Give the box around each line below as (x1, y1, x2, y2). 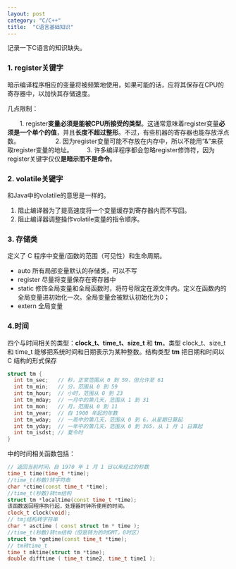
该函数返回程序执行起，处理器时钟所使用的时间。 (7, 503, 128, 510)
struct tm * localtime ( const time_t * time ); (7, 496, 137, 503)
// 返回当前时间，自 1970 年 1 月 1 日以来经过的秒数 (7, 463, 149, 471)
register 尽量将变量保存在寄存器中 (17, 276, 116, 284)
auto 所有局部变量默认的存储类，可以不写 (17, 267, 137, 275)
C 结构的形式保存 (7, 356, 58, 365)
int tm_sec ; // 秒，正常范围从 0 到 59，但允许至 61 (13, 377, 164, 384)
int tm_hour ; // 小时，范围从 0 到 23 (13, 390, 123, 397)
